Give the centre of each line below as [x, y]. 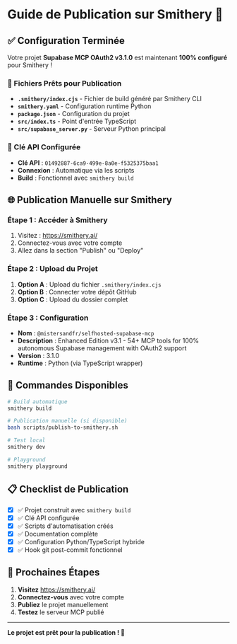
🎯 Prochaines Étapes [54, 573]
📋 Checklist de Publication [68, 489]
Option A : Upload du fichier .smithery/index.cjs [90, 284]
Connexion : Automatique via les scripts [76, 170]
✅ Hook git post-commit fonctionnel [70, 550]
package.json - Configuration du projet [73, 114]
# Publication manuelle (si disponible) [68, 421]
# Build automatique [38, 402]
